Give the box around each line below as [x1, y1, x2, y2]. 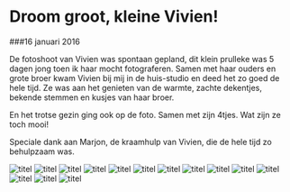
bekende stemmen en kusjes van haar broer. [9, 92, 175, 103]
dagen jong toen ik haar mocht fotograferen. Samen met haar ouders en [9, 63, 276, 74]
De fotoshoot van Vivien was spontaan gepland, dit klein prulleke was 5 [9, 53, 275, 64]
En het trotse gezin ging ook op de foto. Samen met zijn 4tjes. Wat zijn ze [9, 109, 281, 120]
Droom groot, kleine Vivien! [9, 6, 219, 27]
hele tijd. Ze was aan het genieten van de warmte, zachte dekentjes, [9, 82, 263, 93]
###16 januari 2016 [9, 36, 81, 47]
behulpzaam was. [9, 146, 75, 157]
